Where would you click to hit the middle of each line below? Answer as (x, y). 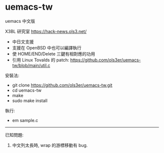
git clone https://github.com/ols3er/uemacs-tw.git (62, 85)
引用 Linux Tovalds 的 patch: (41, 60)
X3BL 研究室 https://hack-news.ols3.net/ (46, 31)
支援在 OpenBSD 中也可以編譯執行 (47, 48)
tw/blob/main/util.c (31, 65)
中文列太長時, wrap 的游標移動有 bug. (50, 145)
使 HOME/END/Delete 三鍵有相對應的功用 (53, 54)
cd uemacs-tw (27, 90)
